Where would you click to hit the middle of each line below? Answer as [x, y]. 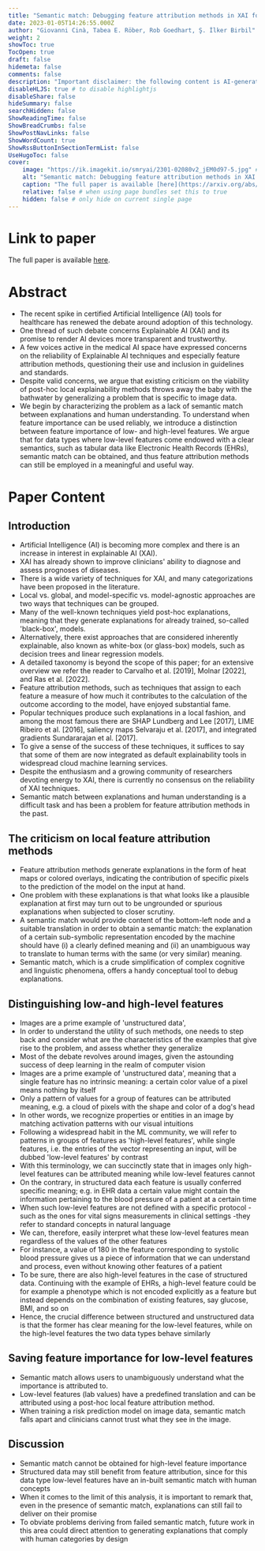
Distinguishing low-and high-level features [116, 1004]
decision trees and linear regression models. [91, 654]
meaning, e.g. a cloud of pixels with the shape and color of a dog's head [137, 1107]
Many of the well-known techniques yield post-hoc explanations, [125, 612]
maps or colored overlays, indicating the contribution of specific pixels [134, 879]
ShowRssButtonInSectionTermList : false [74, 148]
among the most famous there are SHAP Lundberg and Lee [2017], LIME [137, 721]
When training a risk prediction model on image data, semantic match [132, 1410]
